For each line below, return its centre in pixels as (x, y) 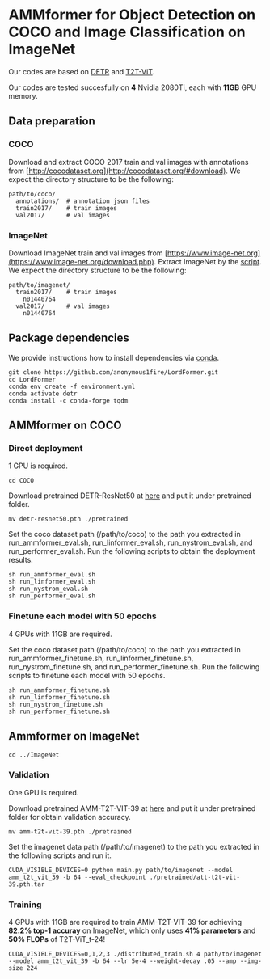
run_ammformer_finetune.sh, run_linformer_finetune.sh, (101, 658)
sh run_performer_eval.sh (52, 596)
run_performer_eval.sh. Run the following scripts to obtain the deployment (132, 551)
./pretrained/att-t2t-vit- (195, 877)
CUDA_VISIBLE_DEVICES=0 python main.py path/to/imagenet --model (120, 870)
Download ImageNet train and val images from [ (88, 253)
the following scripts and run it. (60, 855)
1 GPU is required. (38, 466)
